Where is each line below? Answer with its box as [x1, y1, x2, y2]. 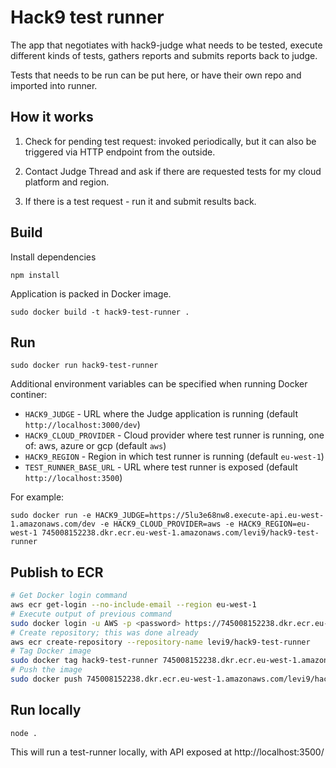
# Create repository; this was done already [10, 627, 199, 638]
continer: [10, 389, 48, 401]
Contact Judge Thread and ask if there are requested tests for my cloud [24, 165, 322, 177]
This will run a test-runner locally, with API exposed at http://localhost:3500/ [10, 746, 325, 758]
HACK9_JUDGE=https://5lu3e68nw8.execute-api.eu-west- [95, 511, 325, 521]
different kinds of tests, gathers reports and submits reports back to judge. [10, 49, 318, 61]
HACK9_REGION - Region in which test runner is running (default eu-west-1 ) [24, 451, 325, 463]
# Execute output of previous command [10, 609, 172, 619]
